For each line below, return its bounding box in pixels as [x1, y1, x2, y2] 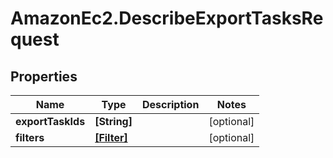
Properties [10, 68, 78, 85]
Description [141, 98, 200, 111]
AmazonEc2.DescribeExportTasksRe [10, 7, 324, 30]
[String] [94, 115, 133, 128]
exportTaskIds [15, 115, 86, 128]
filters [15, 131, 45, 144]
